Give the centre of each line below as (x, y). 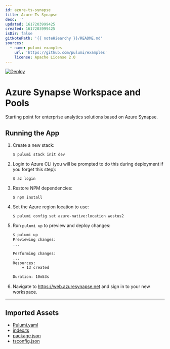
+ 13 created (36, 268)
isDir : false (19, 34)
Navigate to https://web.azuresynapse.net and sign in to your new (81, 287)
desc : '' (14, 19)
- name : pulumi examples (36, 48)
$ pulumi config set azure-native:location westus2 (68, 216)
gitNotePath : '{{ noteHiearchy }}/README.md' (54, 39)
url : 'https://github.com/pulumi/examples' (61, 52)
